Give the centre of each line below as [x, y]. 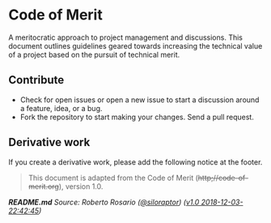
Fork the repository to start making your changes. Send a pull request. [137, 117]
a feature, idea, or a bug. [61, 108]
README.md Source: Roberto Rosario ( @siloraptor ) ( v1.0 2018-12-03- [126, 202]
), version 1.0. [81, 186]
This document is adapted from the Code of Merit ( [113, 178]
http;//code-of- [223, 178]
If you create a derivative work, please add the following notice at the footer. [135, 162]
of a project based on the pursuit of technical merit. [94, 54]
